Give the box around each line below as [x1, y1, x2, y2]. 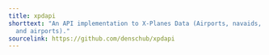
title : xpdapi [8, 11, 57, 20]
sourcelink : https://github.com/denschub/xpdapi [8, 34, 175, 43]
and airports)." [15, 27, 70, 35]
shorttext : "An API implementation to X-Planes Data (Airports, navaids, [8, 19, 263, 27]
